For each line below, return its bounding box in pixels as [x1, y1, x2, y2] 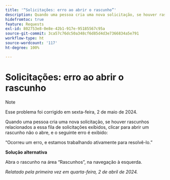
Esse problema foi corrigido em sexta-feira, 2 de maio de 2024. [5, 109, 138, 115]
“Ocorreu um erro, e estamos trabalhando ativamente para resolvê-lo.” [5, 139, 153, 145]
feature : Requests [5, 21, 44, 27]
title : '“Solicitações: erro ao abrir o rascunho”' [5, 7, 116, 13]
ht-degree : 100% [5, 45, 39, 50]
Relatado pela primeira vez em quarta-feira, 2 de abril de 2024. [5, 168, 138, 175]
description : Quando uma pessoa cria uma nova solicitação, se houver [5, 12, 157, 17]
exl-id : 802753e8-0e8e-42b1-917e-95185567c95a [5, 26, 105, 31]
